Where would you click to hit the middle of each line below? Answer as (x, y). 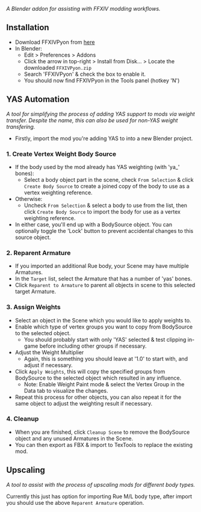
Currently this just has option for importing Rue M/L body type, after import (99, 496)
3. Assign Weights (34, 307)
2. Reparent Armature (39, 253)
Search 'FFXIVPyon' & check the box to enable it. (85, 74)
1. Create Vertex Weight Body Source (61, 154)
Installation (28, 27)
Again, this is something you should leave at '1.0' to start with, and (106, 359)
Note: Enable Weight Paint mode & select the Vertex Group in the (104, 384)
